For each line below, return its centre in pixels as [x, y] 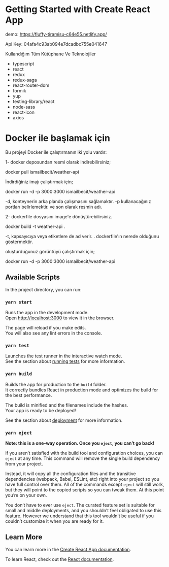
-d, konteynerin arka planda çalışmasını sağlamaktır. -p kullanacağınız [78, 201]
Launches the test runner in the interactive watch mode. [64, 356]
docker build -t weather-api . [35, 226]
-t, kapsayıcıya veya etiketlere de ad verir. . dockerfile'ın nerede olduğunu [82, 236]
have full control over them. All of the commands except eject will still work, [85, 484]
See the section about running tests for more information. [65, 361]
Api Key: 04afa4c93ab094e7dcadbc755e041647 [56, 44]
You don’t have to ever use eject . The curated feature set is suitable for [80, 505]
